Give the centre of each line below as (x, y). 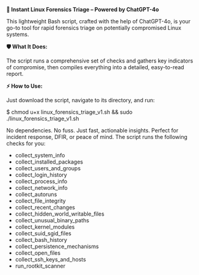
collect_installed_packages (49, 162)
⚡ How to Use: (24, 86)
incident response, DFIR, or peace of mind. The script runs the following (97, 137)
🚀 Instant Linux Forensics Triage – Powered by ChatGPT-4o (83, 9)
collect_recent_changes (45, 207)
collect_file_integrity (40, 201)
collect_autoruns (36, 194)
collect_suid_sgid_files (43, 233)
